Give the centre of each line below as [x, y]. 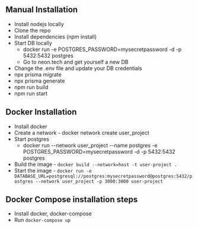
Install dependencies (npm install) [55, 36]
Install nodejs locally [39, 24]
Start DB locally [33, 43]
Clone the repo [32, 30]
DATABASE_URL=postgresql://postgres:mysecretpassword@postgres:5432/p [103, 176]
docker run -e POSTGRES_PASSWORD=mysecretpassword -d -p [102, 49]
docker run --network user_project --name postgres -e [90, 145]
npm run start [31, 93]
